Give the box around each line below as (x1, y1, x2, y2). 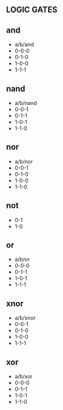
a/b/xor (14, 373, 33, 380)
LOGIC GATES (6, 5, 58, 15)
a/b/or (14, 256, 30, 263)
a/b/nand (14, 100, 37, 107)
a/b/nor (14, 158, 34, 165)
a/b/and (14, 41, 34, 48)
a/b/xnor (14, 315, 36, 322)
